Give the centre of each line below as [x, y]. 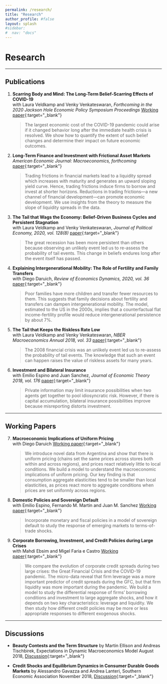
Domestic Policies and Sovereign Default [55, 500]
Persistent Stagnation [35, 222]
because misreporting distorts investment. [68, 406]
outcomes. [36, 146]
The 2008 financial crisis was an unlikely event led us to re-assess [93, 350]
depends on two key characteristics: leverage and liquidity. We [89, 603]
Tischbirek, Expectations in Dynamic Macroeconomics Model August [83, 651]
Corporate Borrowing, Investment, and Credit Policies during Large [83, 540]
